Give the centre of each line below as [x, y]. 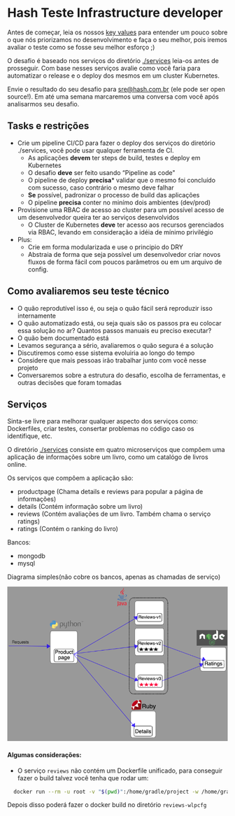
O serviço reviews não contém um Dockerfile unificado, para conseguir [120, 771]
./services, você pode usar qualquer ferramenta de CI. [95, 150]
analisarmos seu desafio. [43, 104]
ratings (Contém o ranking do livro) [68, 529]
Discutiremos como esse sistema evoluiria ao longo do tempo [106, 353]
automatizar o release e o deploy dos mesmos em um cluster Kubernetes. [114, 76]
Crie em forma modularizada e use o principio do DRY [106, 247]
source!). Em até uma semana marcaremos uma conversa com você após [113, 97]
